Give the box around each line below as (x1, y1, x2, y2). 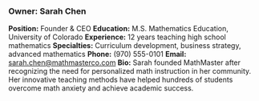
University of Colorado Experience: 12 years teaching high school (8, 32, 227, 42)
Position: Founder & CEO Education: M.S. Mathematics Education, (8, 24, 229, 34)
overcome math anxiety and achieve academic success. (8, 83, 194, 93)
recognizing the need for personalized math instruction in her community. (8, 67, 252, 76)
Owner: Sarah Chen (8, 6, 87, 17)
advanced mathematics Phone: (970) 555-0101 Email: (8, 50, 187, 59)
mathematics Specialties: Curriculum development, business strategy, (8, 41, 241, 50)
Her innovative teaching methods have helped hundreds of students (8, 75, 233, 85)
